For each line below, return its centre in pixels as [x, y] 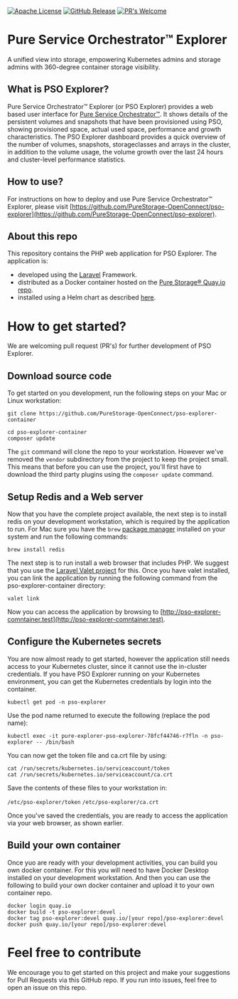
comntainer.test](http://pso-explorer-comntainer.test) [85, 619]
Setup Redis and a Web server [75, 497]
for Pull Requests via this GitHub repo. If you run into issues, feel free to [112, 980]
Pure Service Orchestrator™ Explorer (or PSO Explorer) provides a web [110, 106]
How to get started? [67, 326]
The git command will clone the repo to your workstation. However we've [115, 452]
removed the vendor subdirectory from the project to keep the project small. [118, 460]
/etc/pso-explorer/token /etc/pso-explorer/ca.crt [83, 802]
